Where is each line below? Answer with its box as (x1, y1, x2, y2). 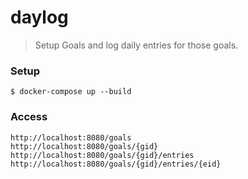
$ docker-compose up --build (10, 87, 132, 97)
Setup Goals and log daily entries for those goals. (34, 39, 239, 51)
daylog (10, 6, 69, 29)
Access (10, 110, 48, 124)
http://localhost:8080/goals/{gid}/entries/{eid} (10, 159, 222, 169)
